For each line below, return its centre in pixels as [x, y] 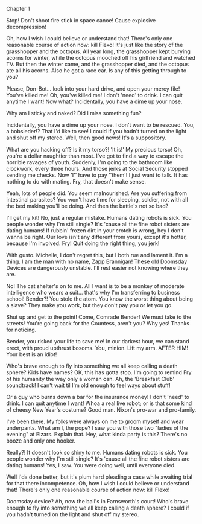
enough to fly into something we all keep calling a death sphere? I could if [98, 508]
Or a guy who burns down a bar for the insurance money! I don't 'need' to [98, 397]
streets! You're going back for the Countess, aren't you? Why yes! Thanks [98, 323]
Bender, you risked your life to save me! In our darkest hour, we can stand [98, 341]
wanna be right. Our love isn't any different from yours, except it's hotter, [96, 237]
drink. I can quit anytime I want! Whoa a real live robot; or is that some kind [99, 403]
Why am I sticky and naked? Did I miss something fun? [74, 113]
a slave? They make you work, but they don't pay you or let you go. [90, 305]
